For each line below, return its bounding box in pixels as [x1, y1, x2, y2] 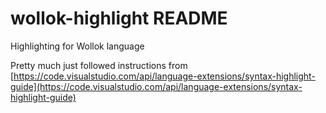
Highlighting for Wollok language [10, 40, 145, 52]
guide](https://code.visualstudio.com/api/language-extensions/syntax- [10, 80, 303, 92]
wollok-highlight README [10, 7, 228, 30]
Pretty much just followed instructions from [10, 59, 188, 71]
